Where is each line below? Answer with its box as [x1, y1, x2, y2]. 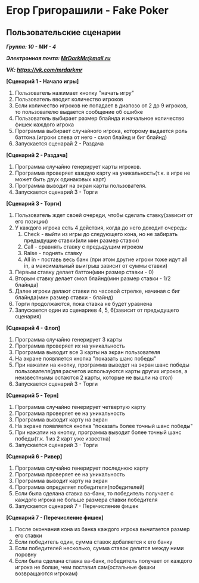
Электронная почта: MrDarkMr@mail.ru [6, 55, 111, 61]
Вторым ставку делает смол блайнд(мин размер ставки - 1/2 [14, 275, 171, 282]
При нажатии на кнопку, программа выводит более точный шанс [14, 429, 182, 436]
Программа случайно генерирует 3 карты [14, 336, 123, 343]
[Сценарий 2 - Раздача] [6, 151, 68, 159]
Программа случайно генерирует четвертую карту [14, 404, 146, 410]
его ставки [14, 532, 43, 539]
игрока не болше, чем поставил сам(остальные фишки [14, 564, 156, 570]
